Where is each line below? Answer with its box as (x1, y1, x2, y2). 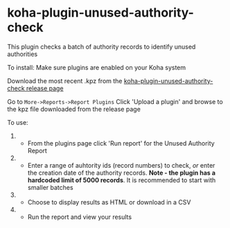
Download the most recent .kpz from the (7, 76, 123, 85)
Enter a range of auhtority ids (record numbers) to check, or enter (27, 161, 215, 169)
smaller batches (27, 183, 74, 191)
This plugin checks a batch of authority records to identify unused (7, 42, 196, 51)
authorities (7, 50, 38, 58)
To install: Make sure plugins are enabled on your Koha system (7, 63, 186, 71)
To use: (7, 118, 29, 126)
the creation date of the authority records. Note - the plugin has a (27, 168, 216, 177)
